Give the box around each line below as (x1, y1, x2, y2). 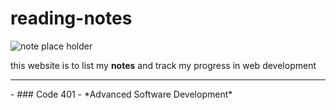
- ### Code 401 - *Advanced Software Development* (10, 88, 233, 100)
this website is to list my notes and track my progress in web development (10, 59, 317, 71)
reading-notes (10, 7, 133, 30)
